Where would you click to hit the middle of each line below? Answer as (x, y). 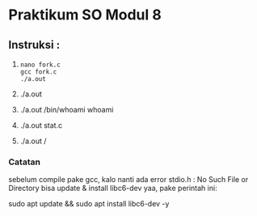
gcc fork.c (38, 72)
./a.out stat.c (41, 125)
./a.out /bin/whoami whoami (67, 110)
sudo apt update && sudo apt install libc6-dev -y (89, 204)
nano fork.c (40, 65)
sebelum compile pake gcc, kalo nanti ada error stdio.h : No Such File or (128, 180)
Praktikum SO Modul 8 (85, 15)
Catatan (24, 162)
